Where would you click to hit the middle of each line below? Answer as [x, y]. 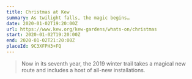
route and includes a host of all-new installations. [83, 70]
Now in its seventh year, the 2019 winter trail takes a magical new [104, 63]
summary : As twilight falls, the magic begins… [68, 18]
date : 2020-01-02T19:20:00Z [42, 23]
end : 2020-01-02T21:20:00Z [41, 40]
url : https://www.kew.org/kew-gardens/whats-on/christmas [82, 29]
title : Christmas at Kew [38, 12]
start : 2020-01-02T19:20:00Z [43, 35]
